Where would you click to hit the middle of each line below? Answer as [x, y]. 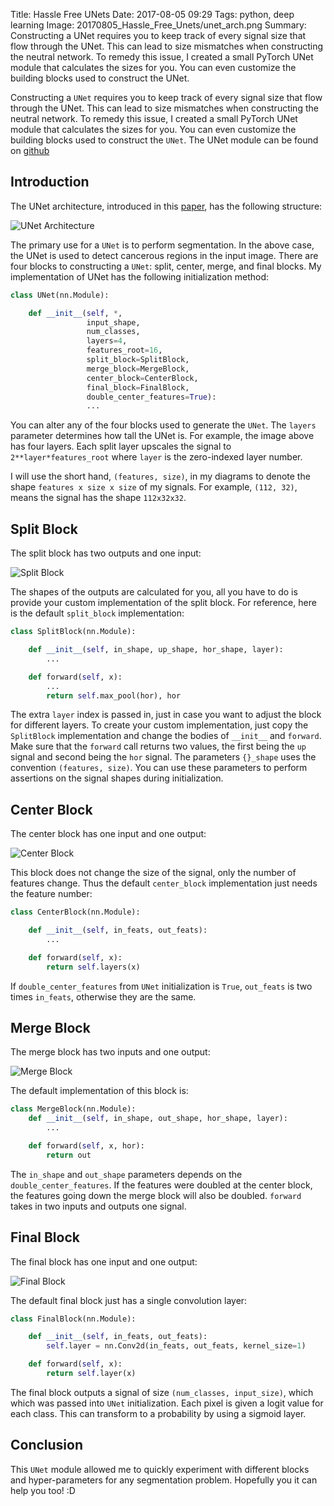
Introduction [50, 182]
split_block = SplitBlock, [138, 360]
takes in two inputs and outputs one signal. [98, 1206]
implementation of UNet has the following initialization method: [139, 276]
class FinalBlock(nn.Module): [73, 1319]
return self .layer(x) [91, 1374]
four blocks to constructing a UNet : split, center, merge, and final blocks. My [166, 266]
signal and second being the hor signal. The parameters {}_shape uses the [163, 757]
